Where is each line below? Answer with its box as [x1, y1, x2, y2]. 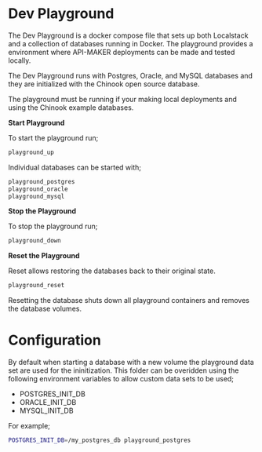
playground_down [8, 237, 61, 245]
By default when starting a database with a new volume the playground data [8, 358, 255, 367]
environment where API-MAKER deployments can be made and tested [8, 47, 235, 56]
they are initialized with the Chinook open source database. [8, 79, 200, 89]
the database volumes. [8, 304, 82, 314]
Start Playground [8, 118, 65, 127]
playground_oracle [8, 185, 68, 193]
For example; [8, 421, 51, 431]
